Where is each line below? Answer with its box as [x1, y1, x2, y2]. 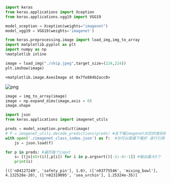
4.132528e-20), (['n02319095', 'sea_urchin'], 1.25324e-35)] [5, 173, 138, 178]
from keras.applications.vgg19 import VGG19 [5, 14, 101, 19]
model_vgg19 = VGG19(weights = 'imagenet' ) [5, 28, 95, 33]
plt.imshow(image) [5, 65, 44, 71]
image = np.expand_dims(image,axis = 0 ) [5, 98, 93, 103]
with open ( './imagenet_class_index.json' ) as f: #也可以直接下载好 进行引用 [5, 136, 165, 141]
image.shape [5, 103, 31, 108]
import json [5, 112, 31, 117]
